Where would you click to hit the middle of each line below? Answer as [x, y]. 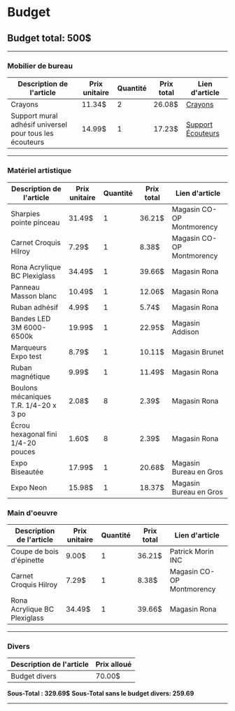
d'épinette [27, 560]
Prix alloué [114, 664]
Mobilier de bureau [40, 66]
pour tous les [32, 134]
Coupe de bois [35, 551]
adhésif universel [39, 125]
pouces [23, 451]
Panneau [26, 287]
